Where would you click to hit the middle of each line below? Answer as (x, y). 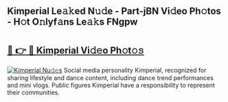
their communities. (34, 92)
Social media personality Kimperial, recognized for (135, 70)
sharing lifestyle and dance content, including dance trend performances (111, 78)
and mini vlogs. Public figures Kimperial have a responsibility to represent (111, 85)
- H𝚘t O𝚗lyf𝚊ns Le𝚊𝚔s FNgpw (72, 22)
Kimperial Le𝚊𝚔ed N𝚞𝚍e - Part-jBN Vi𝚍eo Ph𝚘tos (114, 11)
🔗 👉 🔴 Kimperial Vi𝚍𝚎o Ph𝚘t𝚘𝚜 (76, 50)
